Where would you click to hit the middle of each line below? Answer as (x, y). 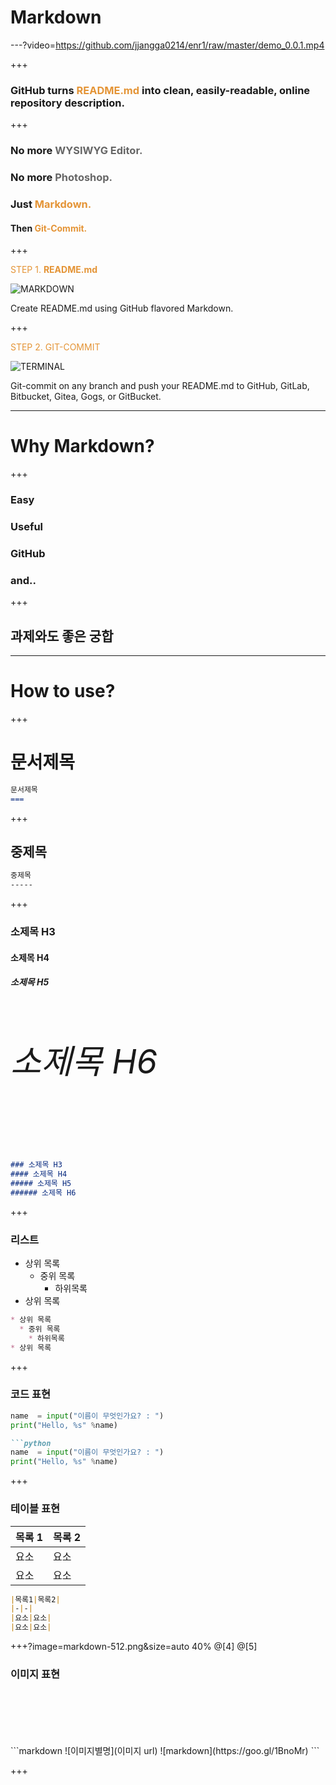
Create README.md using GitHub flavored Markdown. (122, 308)
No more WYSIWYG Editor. (76, 151)
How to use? (63, 691)
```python (31, 1443)
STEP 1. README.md (54, 270)
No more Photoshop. (61, 178)
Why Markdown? (82, 446)
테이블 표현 (35, 1509)
